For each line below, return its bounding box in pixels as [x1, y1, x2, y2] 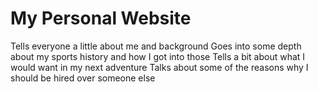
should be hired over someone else [10, 72, 156, 84]
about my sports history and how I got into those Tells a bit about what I [10, 50, 306, 62]
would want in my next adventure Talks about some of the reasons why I [10, 61, 309, 73]
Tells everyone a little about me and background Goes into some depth [10, 40, 302, 52]
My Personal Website [10, 7, 192, 30]
